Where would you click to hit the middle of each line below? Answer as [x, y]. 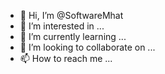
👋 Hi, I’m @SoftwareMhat [71, 15]
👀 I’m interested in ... [62, 26]
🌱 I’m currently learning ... [73, 36]
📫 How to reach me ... [66, 58]
